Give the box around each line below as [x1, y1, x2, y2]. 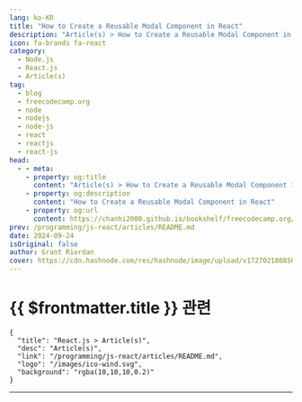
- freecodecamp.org [17, 96, 91, 106]
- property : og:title [25, 172, 106, 181]
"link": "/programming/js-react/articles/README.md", [17, 352, 223, 361]
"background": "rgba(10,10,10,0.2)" [17, 367, 155, 377]
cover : [9, 256, 34, 266]
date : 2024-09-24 [9, 231, 75, 240]
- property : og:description [25, 189, 130, 198]
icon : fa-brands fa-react [9, 38, 106, 48]
